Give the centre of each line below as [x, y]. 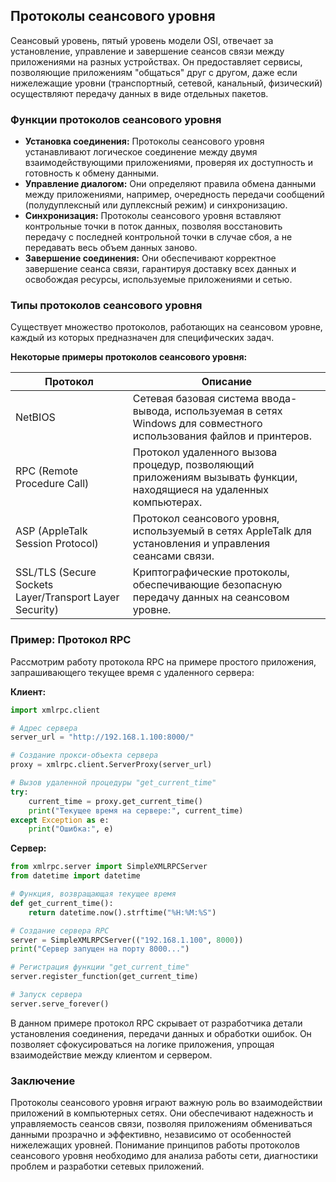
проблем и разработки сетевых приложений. [107, 1166]
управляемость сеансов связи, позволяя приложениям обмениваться [161, 1124]
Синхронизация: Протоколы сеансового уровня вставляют [153, 216]
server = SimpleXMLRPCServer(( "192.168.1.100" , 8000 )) [127, 940]
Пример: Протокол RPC [71, 640]
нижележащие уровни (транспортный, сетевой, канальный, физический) [166, 83]
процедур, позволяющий [193, 465]
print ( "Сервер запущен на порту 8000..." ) [100, 949]
